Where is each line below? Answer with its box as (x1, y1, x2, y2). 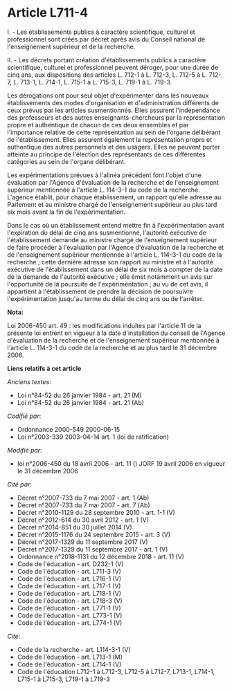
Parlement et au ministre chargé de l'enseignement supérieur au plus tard (7, 200, 217, 208)
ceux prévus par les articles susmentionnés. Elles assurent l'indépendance (7, 106, 220, 114)
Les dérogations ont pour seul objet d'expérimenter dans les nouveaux (7, 91, 209, 100)
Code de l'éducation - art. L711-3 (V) (17, 567, 121, 575)
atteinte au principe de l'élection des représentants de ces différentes (7, 150, 206, 158)
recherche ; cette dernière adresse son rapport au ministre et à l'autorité (7, 257, 213, 266)
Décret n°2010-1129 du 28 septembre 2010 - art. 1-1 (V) (17, 508, 175, 516)
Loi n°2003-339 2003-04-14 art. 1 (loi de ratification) (17, 433, 170, 441)
